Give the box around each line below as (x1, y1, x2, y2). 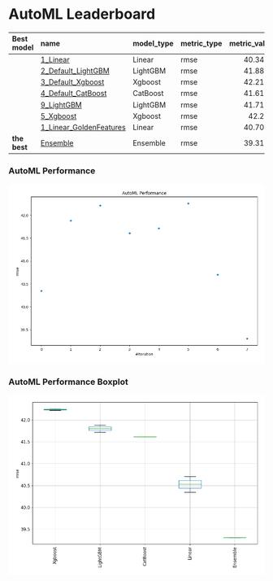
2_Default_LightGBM (40, 66, 110, 76)
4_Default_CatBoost (40, 89, 107, 98)
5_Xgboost (40, 111, 77, 120)
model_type (132, 38, 174, 48)
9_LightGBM (40, 99, 83, 110)
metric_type (180, 38, 223, 48)
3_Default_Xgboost (40, 77, 105, 87)
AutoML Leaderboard (8, 5, 156, 24)
